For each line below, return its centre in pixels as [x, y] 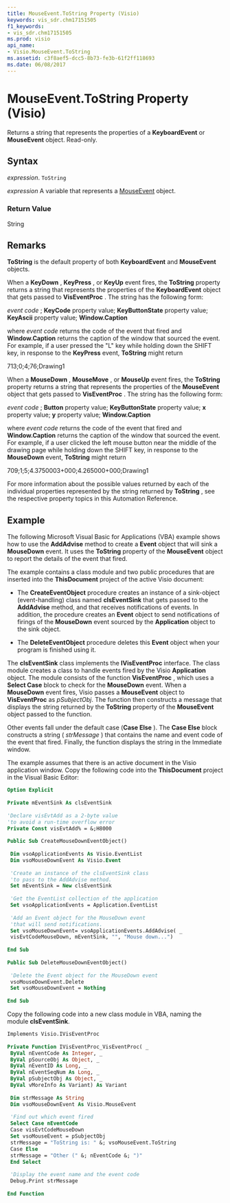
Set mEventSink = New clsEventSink [61, 886]
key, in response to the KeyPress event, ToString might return [95, 353]
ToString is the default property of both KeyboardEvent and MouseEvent [112, 262]
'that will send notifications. [56, 924]
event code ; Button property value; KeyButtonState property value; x [106, 408]
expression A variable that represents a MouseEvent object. [92, 191]
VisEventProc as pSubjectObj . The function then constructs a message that [115, 700]
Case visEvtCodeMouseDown [47, 1130]
